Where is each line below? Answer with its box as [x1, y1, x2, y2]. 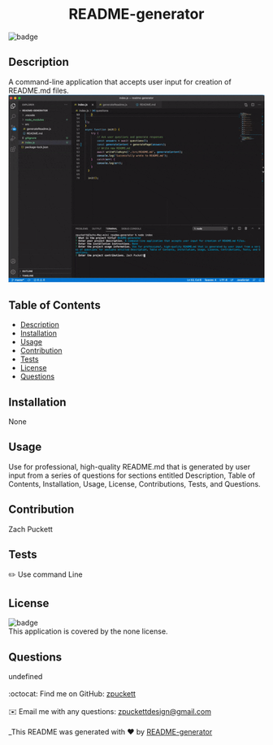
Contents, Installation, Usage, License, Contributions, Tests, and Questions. [8, 479, 262, 488]
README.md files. [8, 85, 69, 95]
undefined [8, 672, 43, 682]
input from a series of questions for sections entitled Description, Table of [8, 470, 256, 480]
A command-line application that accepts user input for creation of [8, 76, 232, 86]
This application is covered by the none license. [8, 626, 168, 636]
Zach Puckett [8, 524, 53, 534]
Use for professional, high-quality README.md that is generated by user [8, 461, 251, 471]
